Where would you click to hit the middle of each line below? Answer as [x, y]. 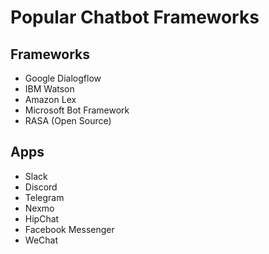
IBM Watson [49, 89]
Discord [41, 187]
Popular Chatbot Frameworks [135, 17]
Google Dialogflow [63, 78]
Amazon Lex [50, 99]
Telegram [44, 197]
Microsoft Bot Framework [77, 110]
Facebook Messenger [69, 229]
